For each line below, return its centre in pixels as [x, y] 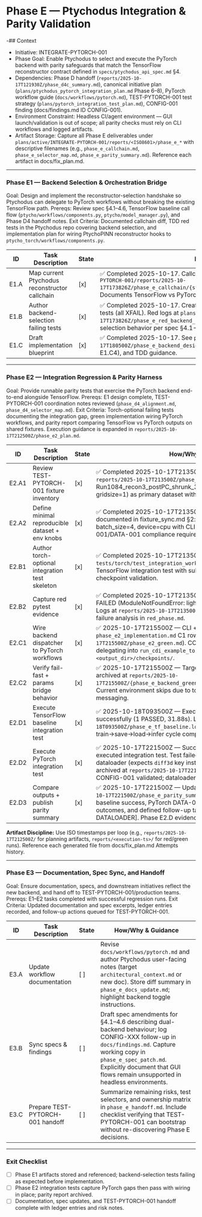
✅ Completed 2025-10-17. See [146, 338]
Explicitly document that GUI [140, 1067]
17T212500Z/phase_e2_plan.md [43, 436]
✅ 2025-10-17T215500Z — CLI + [146, 627]
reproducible [51, 523]
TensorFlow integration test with [142, 570]
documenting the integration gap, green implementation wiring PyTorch [95, 416]
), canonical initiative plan [130, 84]
